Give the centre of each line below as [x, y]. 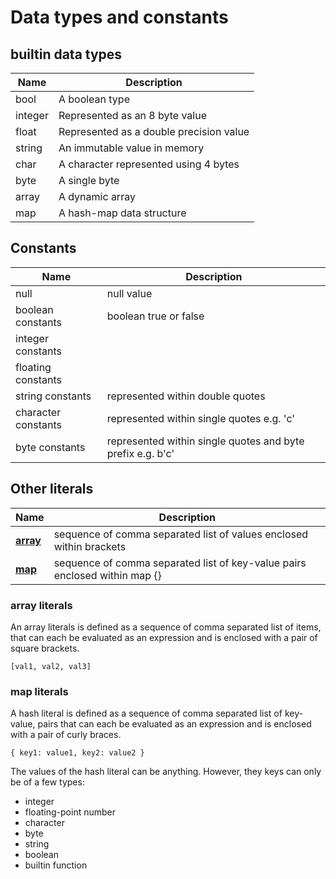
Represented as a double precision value [154, 131]
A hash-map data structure [122, 213]
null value [129, 293]
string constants [53, 396]
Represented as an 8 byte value [133, 115]
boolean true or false [155, 316]
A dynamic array [97, 196]
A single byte [89, 180]
